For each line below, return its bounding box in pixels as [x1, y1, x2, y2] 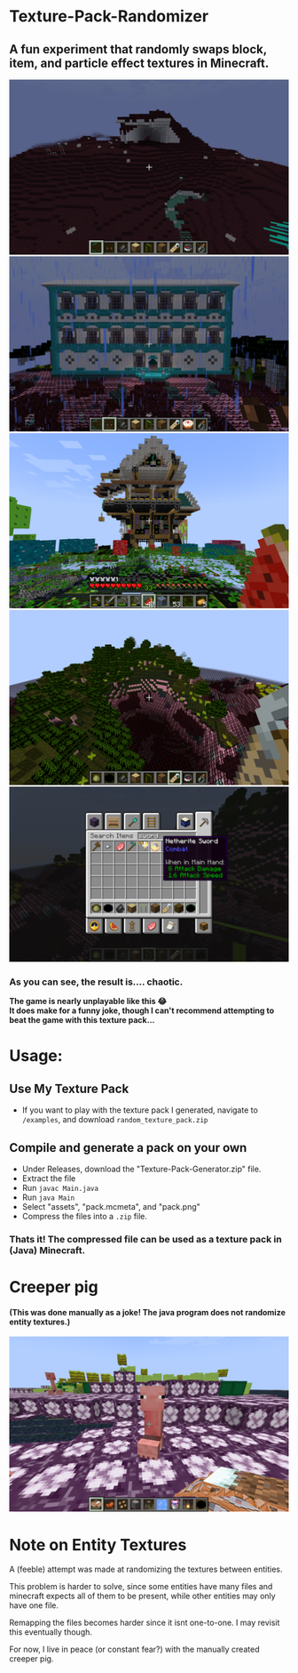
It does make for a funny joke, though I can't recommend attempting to [9, 1005, 275, 1016]
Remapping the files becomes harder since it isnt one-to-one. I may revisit [9, 1617, 280, 1629]
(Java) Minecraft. [9, 1244, 86, 1257]
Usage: [9, 1046, 64, 1066]
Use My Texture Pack [9, 1081, 129, 1096]
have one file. [9, 1600, 59, 1611]
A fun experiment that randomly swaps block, [9, 42, 268, 57]
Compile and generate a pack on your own [9, 1140, 247, 1155]
